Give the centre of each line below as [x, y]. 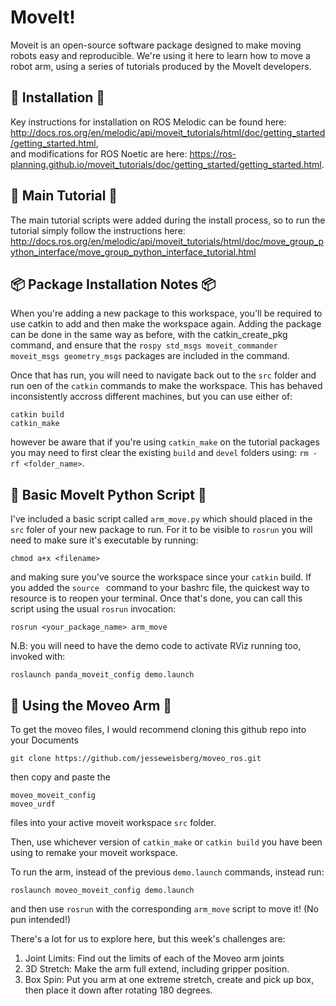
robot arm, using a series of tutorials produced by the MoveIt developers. [161, 66]
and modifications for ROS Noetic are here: [99, 153]
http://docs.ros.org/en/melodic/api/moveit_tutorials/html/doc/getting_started [168, 132]
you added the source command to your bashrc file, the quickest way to [160, 588]
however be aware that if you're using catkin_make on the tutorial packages [165, 442]
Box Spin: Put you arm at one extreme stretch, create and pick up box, [169, 979]
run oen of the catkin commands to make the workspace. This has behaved [166, 386]
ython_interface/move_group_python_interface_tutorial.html [133, 252]
